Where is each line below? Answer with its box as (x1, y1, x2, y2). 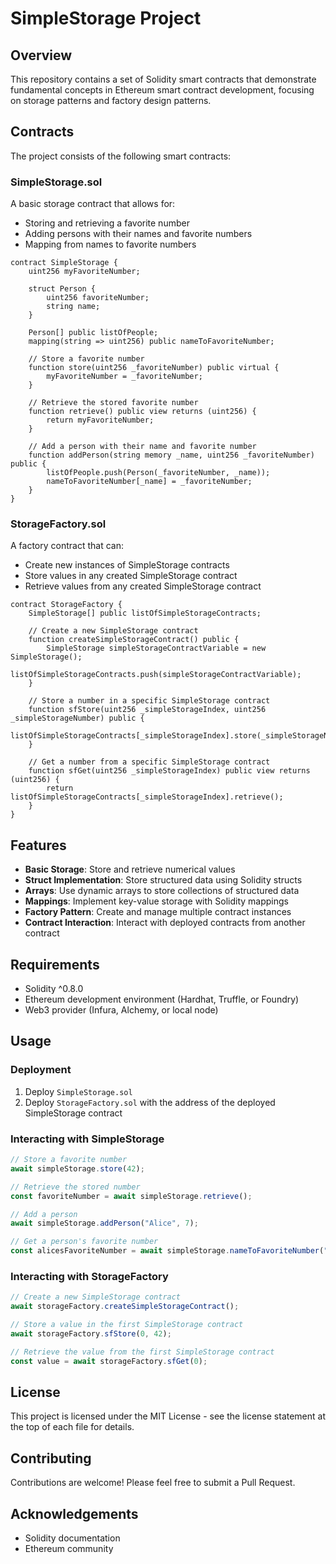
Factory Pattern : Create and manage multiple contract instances (24, 906, 292, 918)
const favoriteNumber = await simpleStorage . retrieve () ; (10, 1191, 253, 1201)
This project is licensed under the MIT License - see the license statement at (10, 1410, 327, 1422)
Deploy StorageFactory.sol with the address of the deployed (24, 1096, 276, 1108)
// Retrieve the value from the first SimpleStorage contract (10, 1347, 275, 1357)
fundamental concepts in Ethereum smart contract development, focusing (10, 84, 315, 96)
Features (10, 837, 67, 854)
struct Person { (28, 284, 97, 294)
